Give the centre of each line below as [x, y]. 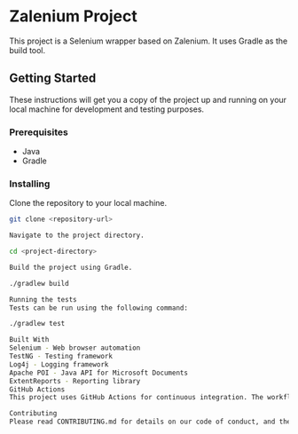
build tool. [27, 50]
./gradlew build [39, 283]
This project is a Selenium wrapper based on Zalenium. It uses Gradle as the [149, 41]
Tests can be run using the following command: [99, 308]
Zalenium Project [73, 16]
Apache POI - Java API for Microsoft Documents [99, 373]
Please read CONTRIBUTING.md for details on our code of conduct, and [142, 422]
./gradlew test [37, 324]
